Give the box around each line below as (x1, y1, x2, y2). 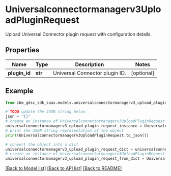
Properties (5, 46, 40, 54)
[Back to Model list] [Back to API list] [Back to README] (5, 165, 122, 171)
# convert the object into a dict (5, 142, 79, 147)
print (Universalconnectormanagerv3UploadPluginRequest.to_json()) (5, 133, 149, 138)
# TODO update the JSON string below (5, 109, 85, 115)
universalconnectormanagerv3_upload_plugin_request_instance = (5, 123, 142, 129)
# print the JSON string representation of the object (5, 128, 124, 133)
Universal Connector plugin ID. (53, 69, 126, 77)
